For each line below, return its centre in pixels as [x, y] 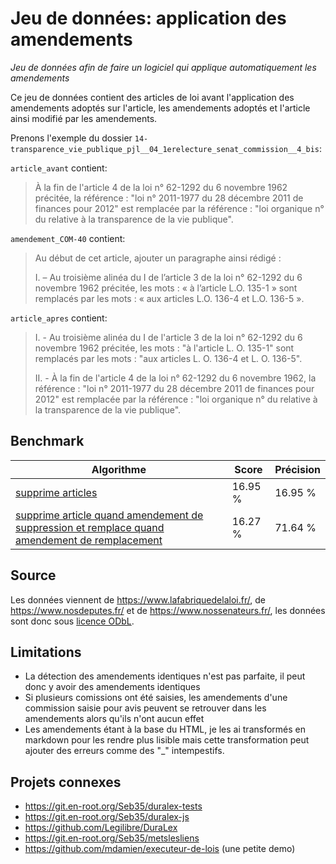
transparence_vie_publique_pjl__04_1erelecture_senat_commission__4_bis [165, 149]
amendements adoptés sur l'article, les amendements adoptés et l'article [160, 108]
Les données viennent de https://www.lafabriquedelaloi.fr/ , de [138, 599]
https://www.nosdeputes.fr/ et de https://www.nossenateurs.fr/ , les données [168, 610]
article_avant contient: [59, 168]
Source [33, 575]
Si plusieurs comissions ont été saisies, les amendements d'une [156, 698]
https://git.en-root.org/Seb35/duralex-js [107, 817]
